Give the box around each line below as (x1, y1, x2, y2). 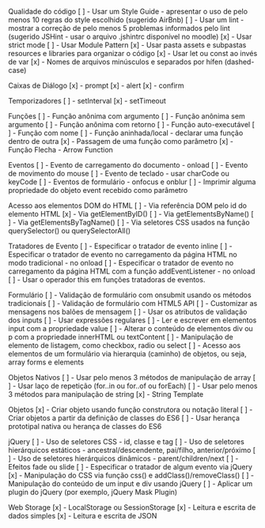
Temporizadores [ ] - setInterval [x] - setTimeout (8, 96, 166, 105)
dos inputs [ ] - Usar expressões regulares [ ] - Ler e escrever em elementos (8, 315, 257, 325)
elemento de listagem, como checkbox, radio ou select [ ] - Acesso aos (8, 341, 241, 350)
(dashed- (224, 57, 255, 66)
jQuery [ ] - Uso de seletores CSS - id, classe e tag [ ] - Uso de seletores (8, 437, 245, 446)
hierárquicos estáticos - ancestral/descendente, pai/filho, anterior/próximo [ (8, 446, 256, 454)
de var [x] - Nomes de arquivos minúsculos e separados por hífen (8, 57, 223, 66)
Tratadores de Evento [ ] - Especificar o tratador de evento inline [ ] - (8, 241, 233, 251)
